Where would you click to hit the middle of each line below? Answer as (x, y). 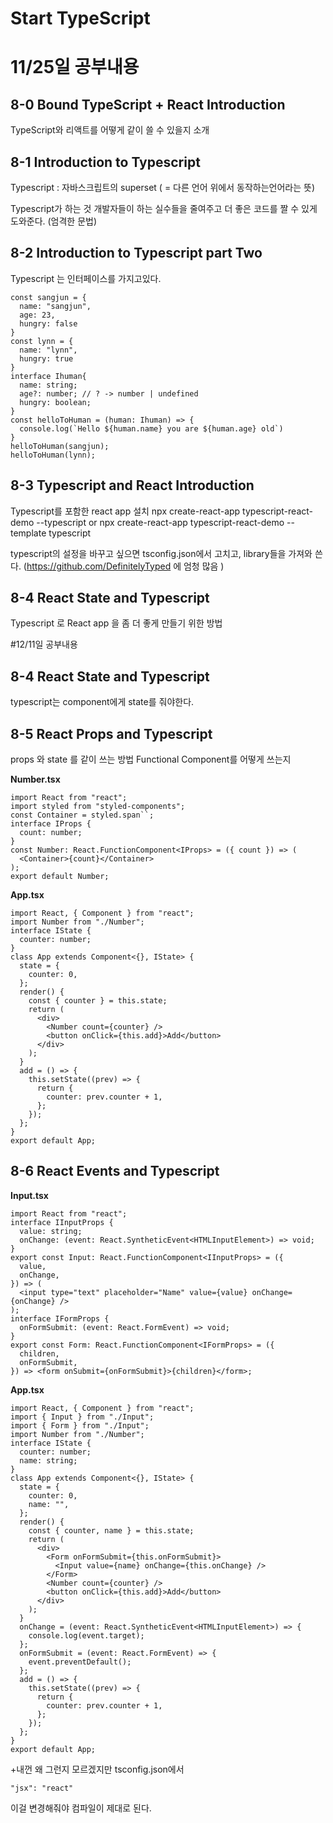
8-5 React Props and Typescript (111, 733)
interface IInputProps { (62, 1222)
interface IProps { (51, 824)
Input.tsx (29, 1195)
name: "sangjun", (55, 306)
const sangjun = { (48, 297)
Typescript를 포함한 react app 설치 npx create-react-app (125, 511)
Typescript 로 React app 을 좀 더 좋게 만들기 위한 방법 (116, 623)
